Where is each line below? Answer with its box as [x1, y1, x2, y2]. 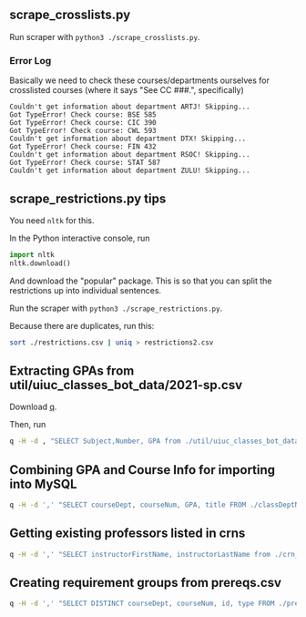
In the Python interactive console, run [9, 232, 150, 243]
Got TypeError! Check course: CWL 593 [9, 127, 157, 136]
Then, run [9, 419, 46, 430]
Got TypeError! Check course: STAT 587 [9, 159, 161, 168]
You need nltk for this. [9, 214, 95, 226]
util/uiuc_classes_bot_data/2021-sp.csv [9, 377, 243, 393]
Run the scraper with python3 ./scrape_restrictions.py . [9, 303, 223, 314]
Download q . [9, 401, 57, 413]
